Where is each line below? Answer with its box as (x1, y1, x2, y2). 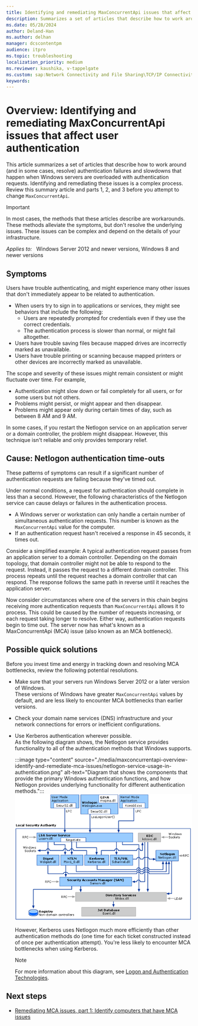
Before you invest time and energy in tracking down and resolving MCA (6, 660, 179, 667)
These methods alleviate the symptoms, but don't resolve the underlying (6, 222, 183, 229)
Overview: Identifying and (6, 104, 137, 117)
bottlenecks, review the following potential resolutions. (6, 667, 139, 674)
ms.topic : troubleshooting (6, 53, 72, 59)
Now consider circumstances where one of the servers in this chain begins (6, 596, 189, 603)
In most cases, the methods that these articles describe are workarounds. (6, 215, 186, 222)
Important (6, 204, 30, 211)
